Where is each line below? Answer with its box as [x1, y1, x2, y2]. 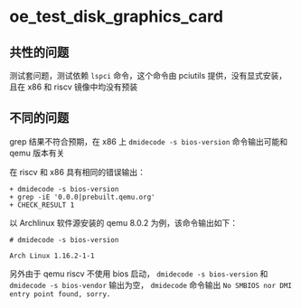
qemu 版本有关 [9, 147, 65, 158]
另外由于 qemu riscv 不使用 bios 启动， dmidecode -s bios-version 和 [9, 268, 268, 279]
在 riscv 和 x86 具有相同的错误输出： [9, 166, 146, 177]
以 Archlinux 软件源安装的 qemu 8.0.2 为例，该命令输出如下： [9, 217, 238, 228]
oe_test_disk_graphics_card [9, 6, 224, 27]
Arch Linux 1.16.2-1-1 [9, 251, 95, 260]
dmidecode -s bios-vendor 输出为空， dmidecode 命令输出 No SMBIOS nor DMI [9, 279, 292, 290]
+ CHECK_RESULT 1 [9, 201, 75, 210]
